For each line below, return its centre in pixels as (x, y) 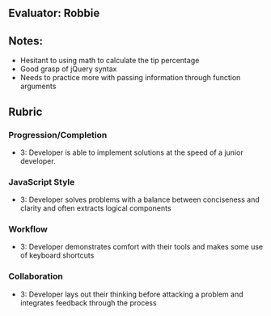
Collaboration (36, 276)
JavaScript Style (42, 181)
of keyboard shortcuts (57, 255)
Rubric (25, 111)
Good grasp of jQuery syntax (68, 69)
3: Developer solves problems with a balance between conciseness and (140, 200)
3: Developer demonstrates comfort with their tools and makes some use (142, 247)
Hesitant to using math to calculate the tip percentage (110, 61)
